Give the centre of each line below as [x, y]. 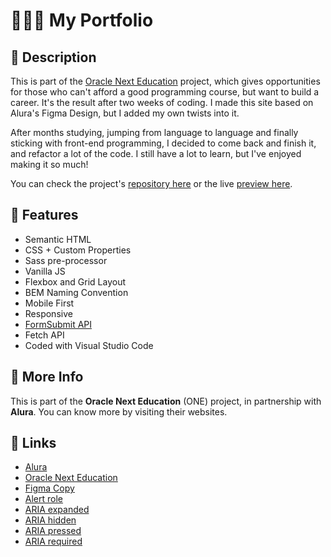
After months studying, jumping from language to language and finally [154, 132]
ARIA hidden [50, 520]
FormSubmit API [58, 324]
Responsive [48, 313]
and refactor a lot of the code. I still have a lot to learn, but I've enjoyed [156, 153]
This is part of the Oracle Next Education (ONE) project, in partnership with [166, 401]
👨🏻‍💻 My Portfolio [82, 20]
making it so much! [49, 164]
